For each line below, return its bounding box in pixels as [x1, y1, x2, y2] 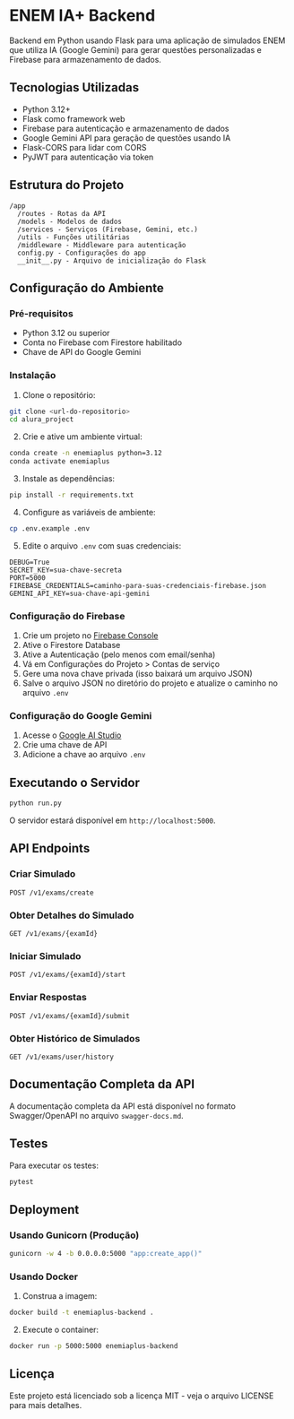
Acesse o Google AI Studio [22, 730, 122, 740]
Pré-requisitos [9, 307, 73, 319]
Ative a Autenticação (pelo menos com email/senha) [22, 649, 216, 660]
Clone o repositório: [22, 389, 96, 400]
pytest [9, 1177, 34, 1186]
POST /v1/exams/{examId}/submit [9, 1011, 130, 1020]
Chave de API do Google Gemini [22, 347, 142, 358]
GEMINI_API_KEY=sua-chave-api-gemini [9, 589, 151, 598]
